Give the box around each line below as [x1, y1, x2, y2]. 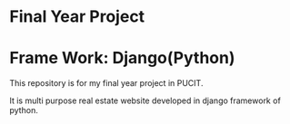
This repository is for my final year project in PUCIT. [9, 78, 204, 89]
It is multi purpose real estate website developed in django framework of [9, 95, 282, 106]
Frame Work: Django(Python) [9, 48, 235, 69]
